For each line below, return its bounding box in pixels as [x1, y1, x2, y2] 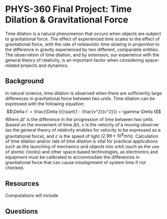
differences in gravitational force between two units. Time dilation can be [5, 95, 156, 101]
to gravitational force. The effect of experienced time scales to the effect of [5, 36, 160, 42]
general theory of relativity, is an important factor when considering [5, 57, 144, 63]
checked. [5, 165, 24, 171]
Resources [5, 179, 39, 188]
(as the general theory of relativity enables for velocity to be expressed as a [5, 127, 161, 133]
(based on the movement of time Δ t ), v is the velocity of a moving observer [5, 121, 160, 128]
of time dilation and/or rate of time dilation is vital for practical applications [5, 138, 158, 144]
